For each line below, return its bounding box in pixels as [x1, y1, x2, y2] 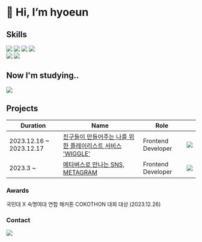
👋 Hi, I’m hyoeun [6, 5, 89, 19]
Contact [6, 216, 31, 224]
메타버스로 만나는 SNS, [63, 160, 125, 169]
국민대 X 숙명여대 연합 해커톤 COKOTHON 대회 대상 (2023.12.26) [6, 201, 161, 208]
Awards [6, 186, 29, 195]
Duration [20, 121, 46, 130]
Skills [6, 29, 27, 40]
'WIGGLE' [63, 150, 91, 158]
